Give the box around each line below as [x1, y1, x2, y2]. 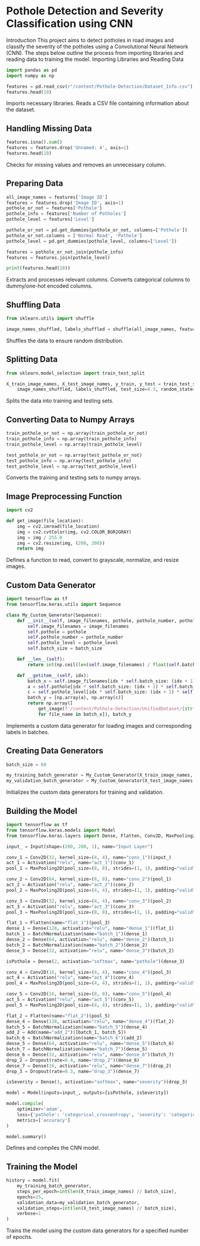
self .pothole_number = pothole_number [27, 634, 124, 641]
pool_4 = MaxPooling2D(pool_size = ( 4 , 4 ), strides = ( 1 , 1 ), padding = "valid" [6, 980, 196, 987]
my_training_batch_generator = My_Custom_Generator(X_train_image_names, [6, 772, 193, 778]
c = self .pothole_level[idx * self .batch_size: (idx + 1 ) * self [27, 689, 193, 695]
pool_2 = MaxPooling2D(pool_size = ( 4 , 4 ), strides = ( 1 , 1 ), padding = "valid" [6, 887, 196, 893]
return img [17, 546, 44, 552]
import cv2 [6, 507, 33, 514]
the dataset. [6, 106, 36, 113]
